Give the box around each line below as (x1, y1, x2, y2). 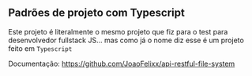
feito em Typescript (8, 43, 73, 53)
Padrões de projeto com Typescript (8, 6, 186, 20)
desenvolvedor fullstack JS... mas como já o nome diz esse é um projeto (8, 35, 245, 45)
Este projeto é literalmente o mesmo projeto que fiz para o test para (8, 27, 228, 36)
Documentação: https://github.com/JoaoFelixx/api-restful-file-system (8, 59, 235, 68)
